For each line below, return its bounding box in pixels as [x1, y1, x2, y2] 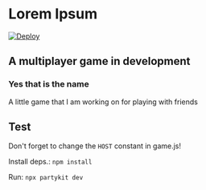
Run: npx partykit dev [8, 172, 84, 182]
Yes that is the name [8, 79, 90, 90]
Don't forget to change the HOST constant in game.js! [8, 141, 182, 151]
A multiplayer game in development [8, 55, 191, 68]
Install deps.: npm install [8, 157, 93, 167]
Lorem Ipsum [8, 5, 98, 23]
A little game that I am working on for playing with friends [8, 97, 199, 107]
